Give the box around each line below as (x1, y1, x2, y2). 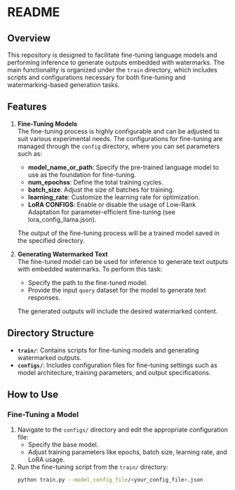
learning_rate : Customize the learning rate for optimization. (27, 192, 201, 201)
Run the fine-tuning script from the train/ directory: (17, 463, 168, 471)
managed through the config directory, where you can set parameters (17, 142, 220, 150)
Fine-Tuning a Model (7, 409, 79, 419)
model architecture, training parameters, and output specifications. (17, 368, 212, 376)
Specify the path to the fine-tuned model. (27, 278, 148, 286)
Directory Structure (7, 327, 95, 339)
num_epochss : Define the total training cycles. (27, 178, 163, 186)
